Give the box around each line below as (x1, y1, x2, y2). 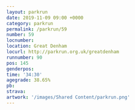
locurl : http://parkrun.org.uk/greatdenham (6, 49, 120, 55)
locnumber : (6, 37, 34, 43)
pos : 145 (6, 60, 29, 66)
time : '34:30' (6, 71, 43, 78)
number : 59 (6, 32, 34, 38)
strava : (6, 89, 26, 95)
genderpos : (6, 65, 34, 72)
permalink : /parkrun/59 (6, 26, 67, 32)
